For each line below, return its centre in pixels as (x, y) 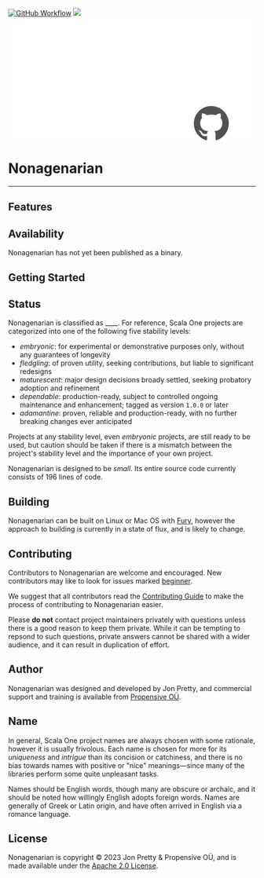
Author (26, 669)
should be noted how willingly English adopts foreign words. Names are (124, 797)
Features (30, 207)
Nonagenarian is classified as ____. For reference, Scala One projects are (126, 323)
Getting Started (47, 278)
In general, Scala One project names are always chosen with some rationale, (132, 740)
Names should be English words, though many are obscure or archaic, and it (132, 788)
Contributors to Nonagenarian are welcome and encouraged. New (115, 573)
